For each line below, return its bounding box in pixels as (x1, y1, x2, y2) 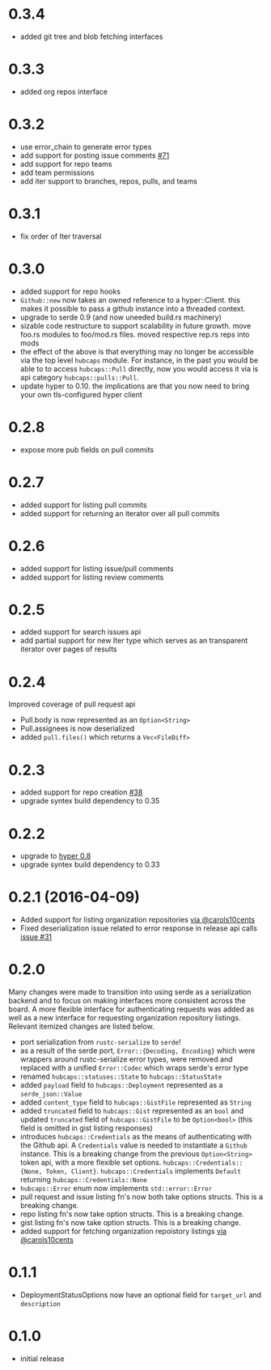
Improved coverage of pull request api (8, 699, 136, 709)
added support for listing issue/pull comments (19, 563, 174, 573)
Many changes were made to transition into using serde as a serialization (8, 987, 252, 997)
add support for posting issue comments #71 (19, 151, 170, 160)
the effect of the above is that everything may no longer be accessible (19, 346, 255, 356)
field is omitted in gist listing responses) (19, 1123, 154, 1133)
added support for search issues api (19, 627, 142, 637)
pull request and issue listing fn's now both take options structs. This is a (19, 1192, 264, 1202)
